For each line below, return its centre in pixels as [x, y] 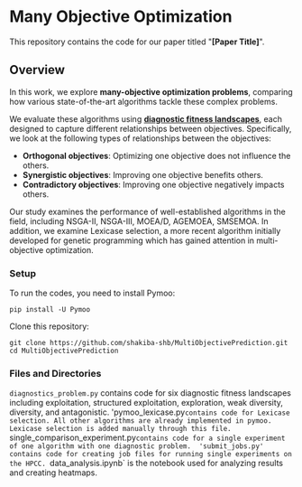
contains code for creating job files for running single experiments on [151, 454]
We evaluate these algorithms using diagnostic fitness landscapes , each [146, 118]
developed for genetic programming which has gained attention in [132, 240]
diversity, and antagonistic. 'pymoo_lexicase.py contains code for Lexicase [150, 412]
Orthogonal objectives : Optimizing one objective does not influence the [156, 155]
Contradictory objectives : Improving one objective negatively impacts [153, 184]
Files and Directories [55, 373]
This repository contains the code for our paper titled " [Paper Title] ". [137, 42]
